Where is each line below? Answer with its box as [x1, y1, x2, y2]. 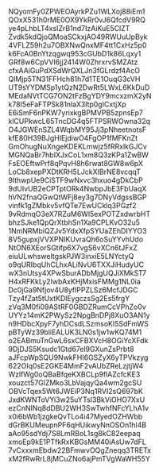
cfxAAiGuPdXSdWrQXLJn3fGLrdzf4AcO [8, 66, 141, 75]
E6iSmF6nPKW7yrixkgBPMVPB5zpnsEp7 [8, 108, 143, 118]
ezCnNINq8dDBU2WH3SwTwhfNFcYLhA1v [8, 403, 149, 412]
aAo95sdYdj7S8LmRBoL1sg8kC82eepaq [8, 429, 141, 438]
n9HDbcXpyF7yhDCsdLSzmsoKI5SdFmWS [8, 319, 149, 328]
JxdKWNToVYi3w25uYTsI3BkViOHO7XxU [8, 395, 145, 404]
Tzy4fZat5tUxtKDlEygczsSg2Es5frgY [8, 294, 130, 303]
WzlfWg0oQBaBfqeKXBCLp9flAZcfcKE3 [8, 369, 141, 379]
